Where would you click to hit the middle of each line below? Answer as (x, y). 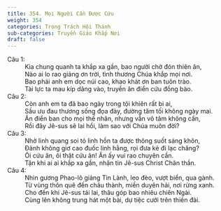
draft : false (26, 40)
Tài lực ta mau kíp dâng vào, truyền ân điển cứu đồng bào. (109, 89)
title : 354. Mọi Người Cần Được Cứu (60, 14)
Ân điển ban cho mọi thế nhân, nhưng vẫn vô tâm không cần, (113, 118)
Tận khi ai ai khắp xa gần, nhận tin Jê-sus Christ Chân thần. (110, 163)
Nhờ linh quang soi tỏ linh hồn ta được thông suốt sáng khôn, (113, 141)
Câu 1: (16, 59)
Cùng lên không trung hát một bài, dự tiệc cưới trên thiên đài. (113, 200)
